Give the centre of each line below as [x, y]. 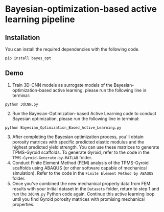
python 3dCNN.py [22, 104]
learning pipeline [40, 19]
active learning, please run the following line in [100, 90]
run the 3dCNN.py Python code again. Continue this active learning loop [83, 194]
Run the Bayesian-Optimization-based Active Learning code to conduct [84, 113]
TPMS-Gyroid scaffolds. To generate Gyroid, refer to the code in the [81, 152]
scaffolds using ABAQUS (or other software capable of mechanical [79, 168]
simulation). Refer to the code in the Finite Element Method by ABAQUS [83, 173]
